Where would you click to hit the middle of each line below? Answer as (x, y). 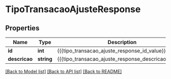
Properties (22, 28)
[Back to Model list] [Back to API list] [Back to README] (64, 71)
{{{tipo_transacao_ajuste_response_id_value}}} (112, 51)
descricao (20, 59)
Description (122, 42)
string (45, 59)
